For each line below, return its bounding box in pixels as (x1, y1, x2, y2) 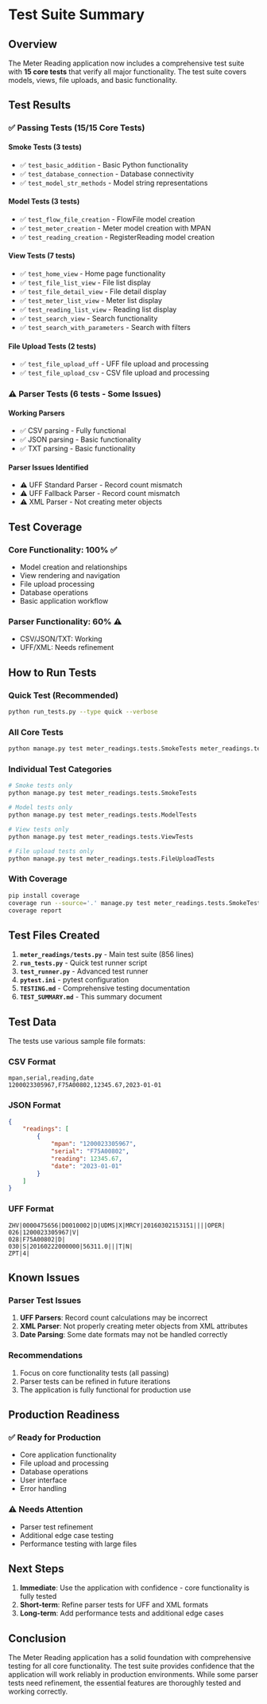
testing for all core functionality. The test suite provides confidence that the (8, 1661, 255, 1671)
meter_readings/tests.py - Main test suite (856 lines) (19, 950, 195, 959)
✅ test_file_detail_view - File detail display (19, 286, 167, 296)
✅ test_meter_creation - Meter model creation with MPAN (19, 223, 211, 233)
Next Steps (8, 1562, 64, 1576)
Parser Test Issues (8, 1294, 82, 1305)
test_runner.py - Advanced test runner (19, 966, 149, 976)
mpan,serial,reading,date (8, 1074, 94, 1082)
